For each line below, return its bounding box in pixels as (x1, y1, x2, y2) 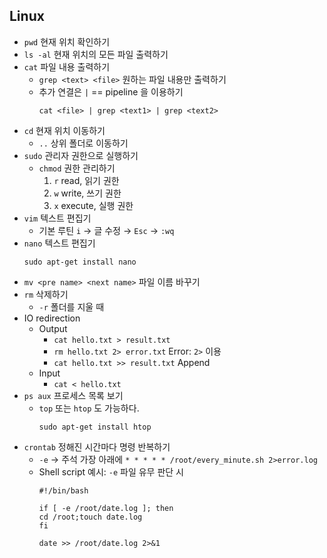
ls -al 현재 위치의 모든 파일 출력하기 (23, 48, 169, 60)
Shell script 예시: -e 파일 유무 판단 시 (38, 465, 184, 478)
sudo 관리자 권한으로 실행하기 (23, 149, 139, 161)
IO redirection (23, 312, 81, 324)
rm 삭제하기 (23, 288, 69, 300)
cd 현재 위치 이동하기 (23, 124, 106, 136)
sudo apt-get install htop (38, 422, 152, 432)
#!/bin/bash (38, 485, 89, 496)
